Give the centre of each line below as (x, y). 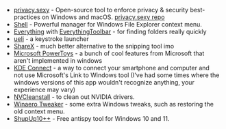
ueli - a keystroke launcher (51, 39)
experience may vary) (45, 89)
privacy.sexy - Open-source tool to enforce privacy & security (101, 10)
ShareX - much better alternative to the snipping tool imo (94, 46)
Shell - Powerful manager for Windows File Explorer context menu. (108, 24)
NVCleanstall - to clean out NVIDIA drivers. (74, 97)
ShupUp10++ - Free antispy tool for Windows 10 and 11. (91, 118)
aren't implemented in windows (58, 60)
